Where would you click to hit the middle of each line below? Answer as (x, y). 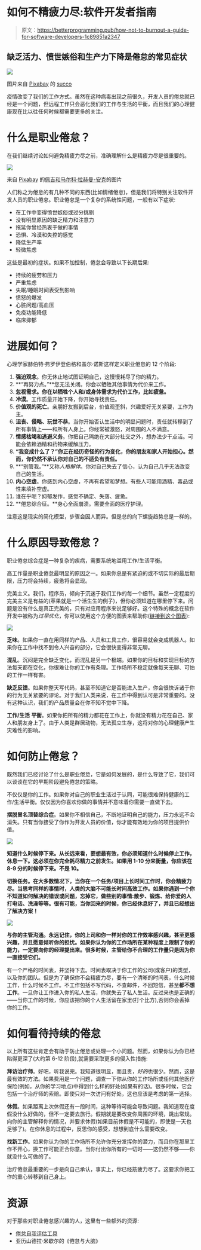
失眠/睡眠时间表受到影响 (45, 290)
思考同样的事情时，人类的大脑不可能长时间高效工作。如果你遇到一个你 (109, 888)
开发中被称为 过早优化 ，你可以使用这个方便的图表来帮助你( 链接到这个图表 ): (98, 616)
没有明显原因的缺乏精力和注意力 (55, 219)
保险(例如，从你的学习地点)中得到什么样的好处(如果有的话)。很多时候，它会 (100, 1086)
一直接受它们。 (25, 957)
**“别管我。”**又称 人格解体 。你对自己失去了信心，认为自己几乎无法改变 (103, 466)
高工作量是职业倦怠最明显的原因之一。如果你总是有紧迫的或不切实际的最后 (98, 573)
